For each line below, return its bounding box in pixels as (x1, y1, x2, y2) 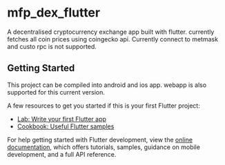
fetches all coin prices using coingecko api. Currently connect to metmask (7, 35, 219, 43)
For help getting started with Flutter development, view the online (7, 135, 193, 144)
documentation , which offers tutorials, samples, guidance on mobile (7, 143, 200, 151)
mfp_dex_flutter (7, 5, 101, 21)
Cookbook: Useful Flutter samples (17, 122, 115, 130)
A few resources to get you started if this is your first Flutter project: (7, 101, 200, 110)
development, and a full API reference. (7, 150, 117, 158)
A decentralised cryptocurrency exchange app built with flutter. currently (7, 28, 215, 36)
